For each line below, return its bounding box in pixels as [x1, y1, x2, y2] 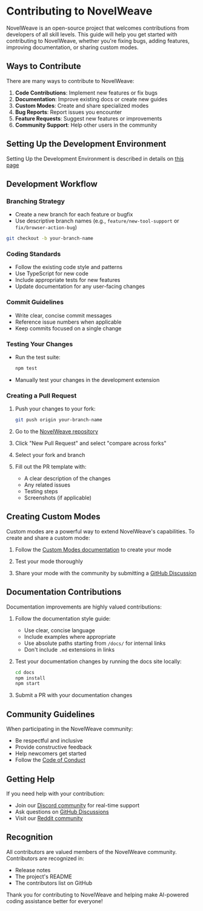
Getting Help [6, 774, 55, 784]
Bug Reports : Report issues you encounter [15, 108, 122, 116]
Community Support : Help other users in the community [15, 121, 158, 128]
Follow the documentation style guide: [15, 615, 111, 622]
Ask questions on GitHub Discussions [15, 808, 109, 815]
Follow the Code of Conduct [15, 756, 86, 764]
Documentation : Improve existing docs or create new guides [15, 95, 168, 102]
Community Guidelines [6, 709, 95, 719]
